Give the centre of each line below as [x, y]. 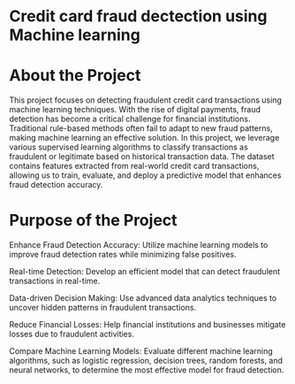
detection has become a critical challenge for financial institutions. [130, 119]
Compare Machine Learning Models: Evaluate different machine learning [141, 351]
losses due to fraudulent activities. [72, 334]
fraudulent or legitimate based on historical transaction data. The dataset [142, 157]
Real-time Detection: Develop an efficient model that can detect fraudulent [145, 272]
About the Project [75, 76]
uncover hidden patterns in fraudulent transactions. [103, 308]
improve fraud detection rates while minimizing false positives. [123, 255]
